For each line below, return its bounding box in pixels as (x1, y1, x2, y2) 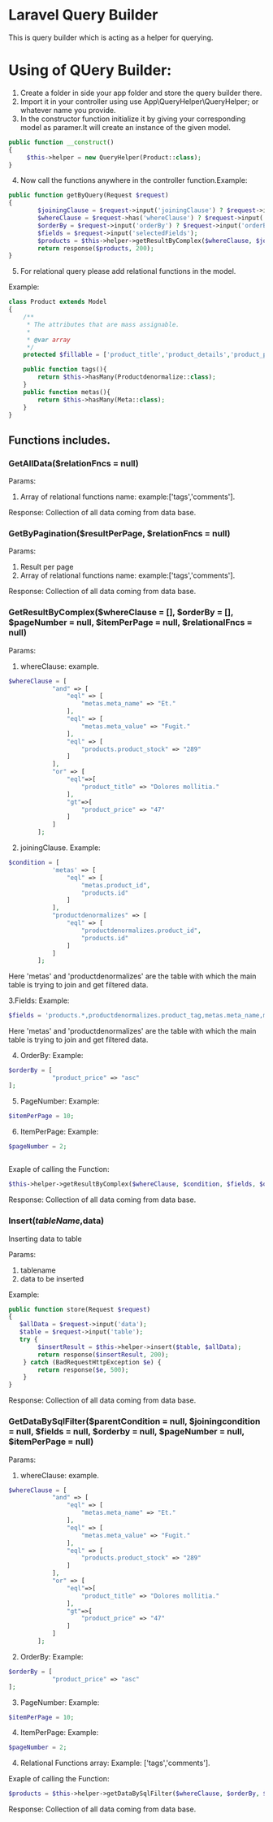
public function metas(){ (23, 388, 111, 396)
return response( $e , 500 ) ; (37, 1365, 129, 1374)
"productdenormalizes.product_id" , (80, 926, 201, 935)
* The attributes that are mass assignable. (26, 320, 180, 328)
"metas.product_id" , (80, 881, 151, 889)
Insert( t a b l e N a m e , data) (8, 1215, 104, 1226)
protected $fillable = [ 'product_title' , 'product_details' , (23, 351, 231, 359)
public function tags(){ (23, 366, 107, 374)
